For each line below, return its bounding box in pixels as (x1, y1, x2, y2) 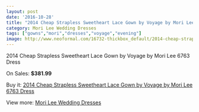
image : (6, 36, 23, 42)
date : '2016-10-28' (6, 14, 54, 20)
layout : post (6, 8, 38, 15)
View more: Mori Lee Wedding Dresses (6, 99, 102, 106)
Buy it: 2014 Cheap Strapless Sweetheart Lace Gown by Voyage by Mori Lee (6, 81, 193, 88)
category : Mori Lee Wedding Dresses (6, 25, 97, 31)
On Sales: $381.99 (6, 70, 52, 77)
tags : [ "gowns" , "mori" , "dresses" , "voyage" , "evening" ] (6, 31, 142, 37)
